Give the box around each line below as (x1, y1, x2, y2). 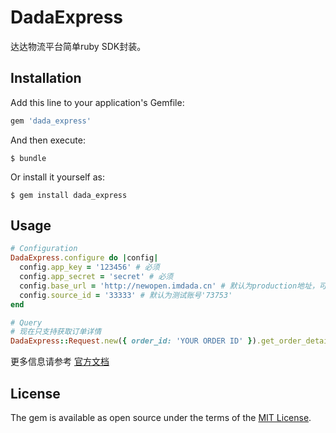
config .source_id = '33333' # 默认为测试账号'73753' (19, 290, 233, 300)
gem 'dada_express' (10, 116, 92, 126)
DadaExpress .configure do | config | (10, 253, 159, 263)
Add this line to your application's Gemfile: (10, 96, 185, 108)
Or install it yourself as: (10, 171, 105, 183)
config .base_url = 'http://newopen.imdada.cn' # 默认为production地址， (19, 281, 320, 291)
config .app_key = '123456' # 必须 (19, 262, 160, 273)
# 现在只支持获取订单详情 (10, 327, 102, 337)
